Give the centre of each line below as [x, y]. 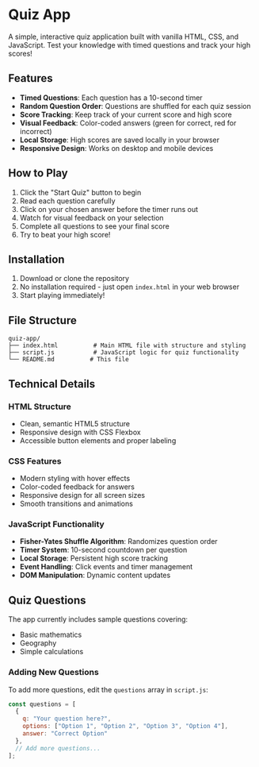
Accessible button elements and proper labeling [98, 440]
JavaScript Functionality [56, 524]
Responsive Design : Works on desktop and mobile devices [116, 148]
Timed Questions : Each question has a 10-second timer [111, 98]
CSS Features [35, 461]
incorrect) [36, 131]
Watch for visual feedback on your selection [91, 218]
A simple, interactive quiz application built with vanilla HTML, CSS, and [124, 37]
